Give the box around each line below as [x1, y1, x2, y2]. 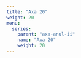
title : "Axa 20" [6, 8, 48, 15]
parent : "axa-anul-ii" [17, 31, 75, 37]
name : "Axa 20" [17, 37, 56, 43]
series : [12, 25, 32, 32]
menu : [6, 20, 20, 26]
